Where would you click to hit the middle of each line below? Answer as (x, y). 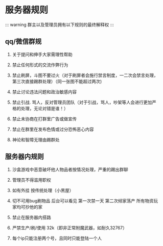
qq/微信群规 (23, 41)
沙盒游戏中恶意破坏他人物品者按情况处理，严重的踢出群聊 (70, 169)
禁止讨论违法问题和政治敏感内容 (44, 92)
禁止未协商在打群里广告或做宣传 (44, 119)
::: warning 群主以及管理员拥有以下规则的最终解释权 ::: (59, 25)
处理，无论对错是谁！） (45, 108)
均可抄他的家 (29, 207)
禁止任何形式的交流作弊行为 (40, 65)
